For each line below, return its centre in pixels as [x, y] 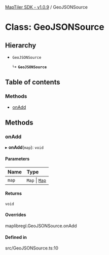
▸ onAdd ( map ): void [24, 147]
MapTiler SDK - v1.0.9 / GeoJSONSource [46, 7]
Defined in [16, 237]
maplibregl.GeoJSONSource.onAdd [41, 226]
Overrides [16, 215]
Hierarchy [21, 45]
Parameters [17, 159]
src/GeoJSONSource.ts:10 [32, 248]
